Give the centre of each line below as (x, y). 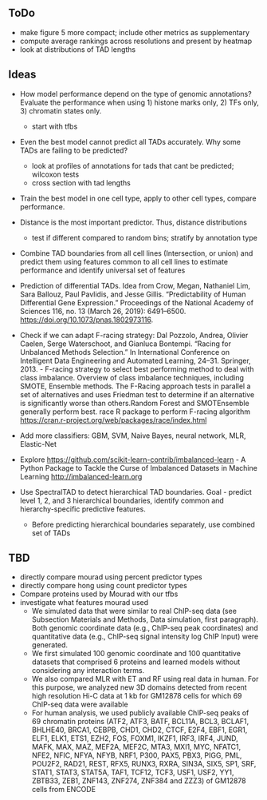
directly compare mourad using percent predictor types (111, 577)
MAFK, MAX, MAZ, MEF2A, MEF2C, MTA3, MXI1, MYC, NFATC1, (136, 747)
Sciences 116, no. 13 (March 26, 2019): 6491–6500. (103, 311)
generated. (50, 645)
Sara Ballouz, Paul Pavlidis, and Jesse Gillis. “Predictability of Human (133, 294)
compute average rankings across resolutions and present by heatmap (136, 41)
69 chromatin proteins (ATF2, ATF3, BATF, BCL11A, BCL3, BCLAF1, (140, 722)
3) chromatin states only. (61, 110)
